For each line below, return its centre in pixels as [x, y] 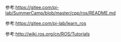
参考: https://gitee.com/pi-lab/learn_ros [46, 23]
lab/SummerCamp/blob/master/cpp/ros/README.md [60, 13]
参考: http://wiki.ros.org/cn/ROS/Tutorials [48, 34]
